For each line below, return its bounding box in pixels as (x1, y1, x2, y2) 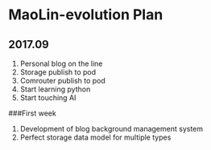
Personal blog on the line (19, 59, 103, 68)
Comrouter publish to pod (19, 76, 106, 85)
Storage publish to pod (19, 67, 97, 77)
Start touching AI (19, 93, 77, 102)
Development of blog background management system (19, 124, 204, 133)
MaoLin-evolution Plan (8, 6, 163, 24)
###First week (8, 108, 56, 118)
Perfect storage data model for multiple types (19, 132, 172, 142)
